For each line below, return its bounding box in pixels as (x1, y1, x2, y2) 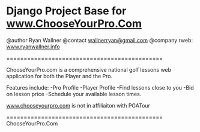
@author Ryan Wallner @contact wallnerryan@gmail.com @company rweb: (6, 36, 193, 44)
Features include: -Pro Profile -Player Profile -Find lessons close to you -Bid (6, 84, 194, 91)
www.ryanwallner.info (6, 43, 60, 50)
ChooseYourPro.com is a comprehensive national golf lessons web (6, 66, 172, 73)
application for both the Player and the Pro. (6, 72, 113, 79)
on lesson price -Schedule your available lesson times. (6, 90, 142, 97)
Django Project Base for (6, 4, 127, 18)
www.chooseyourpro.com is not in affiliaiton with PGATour (6, 102, 150, 109)
